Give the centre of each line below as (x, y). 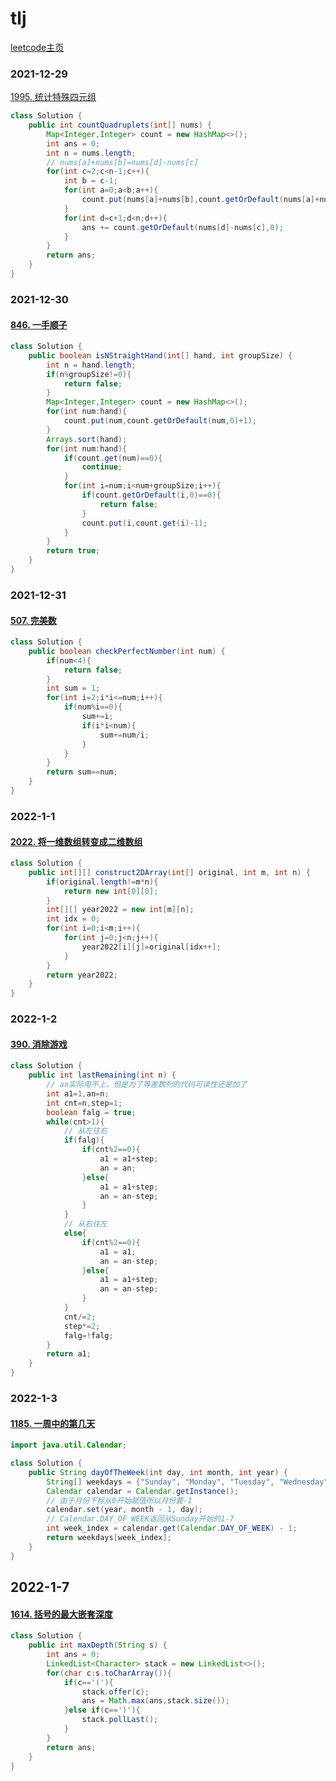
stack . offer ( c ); (115, 1692)
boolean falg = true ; (91, 1112)
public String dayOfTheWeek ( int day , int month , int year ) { (158, 1472)
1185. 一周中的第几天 (53, 1423)
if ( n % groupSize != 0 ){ (89, 374)
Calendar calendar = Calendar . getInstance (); (143, 1491)
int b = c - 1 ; (90, 181)
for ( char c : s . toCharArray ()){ (109, 1673)
